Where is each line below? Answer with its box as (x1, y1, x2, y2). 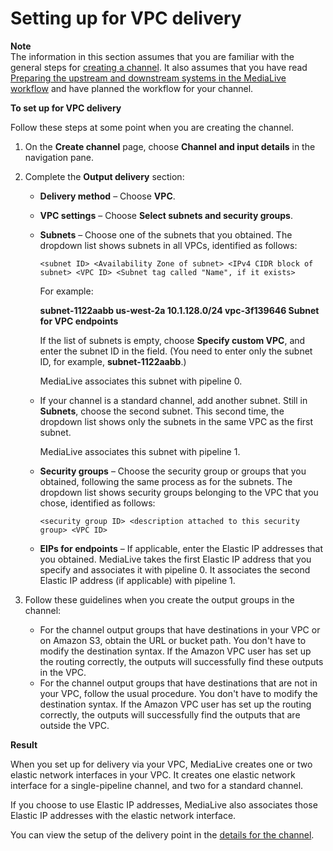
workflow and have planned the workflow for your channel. (10, 82, 254, 94)
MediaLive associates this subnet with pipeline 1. (39, 445, 241, 457)
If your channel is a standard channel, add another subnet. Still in (39, 394, 308, 406)
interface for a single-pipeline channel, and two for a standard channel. (10, 779, 304, 791)
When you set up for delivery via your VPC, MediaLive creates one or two (10, 758, 313, 770)
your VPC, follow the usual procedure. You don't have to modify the (39, 687, 318, 699)
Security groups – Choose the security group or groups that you (39, 465, 307, 477)
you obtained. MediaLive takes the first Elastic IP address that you (39, 553, 312, 565)
